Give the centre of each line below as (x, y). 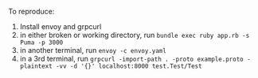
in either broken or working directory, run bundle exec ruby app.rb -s (135, 35)
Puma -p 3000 (41, 43)
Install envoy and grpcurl (61, 26)
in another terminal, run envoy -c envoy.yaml (93, 50)
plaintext (36, 66)
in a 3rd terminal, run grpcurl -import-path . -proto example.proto (132, 59)
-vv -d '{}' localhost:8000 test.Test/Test (129, 66)
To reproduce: (31, 11)
